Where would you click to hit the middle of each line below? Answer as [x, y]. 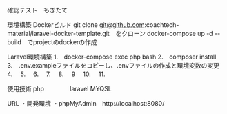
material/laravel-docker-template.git [59, 34]
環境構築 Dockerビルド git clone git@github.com [76, 25]
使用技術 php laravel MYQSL [59, 89]
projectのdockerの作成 [66, 42]
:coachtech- [162, 25]
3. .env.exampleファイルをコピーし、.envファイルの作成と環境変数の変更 [113, 65]
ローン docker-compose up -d [170, 34]
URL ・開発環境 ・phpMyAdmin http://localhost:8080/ [86, 103]
